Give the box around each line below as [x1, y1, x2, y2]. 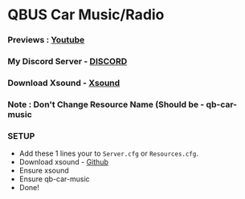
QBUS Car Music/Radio [7, 6, 165, 24]
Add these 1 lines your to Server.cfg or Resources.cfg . [18, 148, 198, 158]
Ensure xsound [18, 166, 69, 176]
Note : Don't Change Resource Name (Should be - [7, 99, 205, 110]
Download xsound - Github [18, 157, 109, 167]
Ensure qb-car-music [18, 174, 90, 184]
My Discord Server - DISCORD [7, 56, 128, 67]
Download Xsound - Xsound [7, 77, 120, 88]
